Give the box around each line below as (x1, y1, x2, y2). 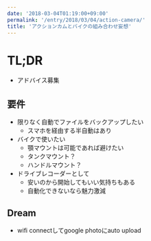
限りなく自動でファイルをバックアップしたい (16, 118, 144, 126)
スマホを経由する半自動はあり (27, 127, 112, 135)
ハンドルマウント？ (27, 161, 82, 169)
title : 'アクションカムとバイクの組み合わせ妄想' (7, 23, 132, 30)
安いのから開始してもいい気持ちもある (27, 178, 136, 187)
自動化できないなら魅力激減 (27, 187, 106, 195)
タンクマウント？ (27, 152, 76, 160)
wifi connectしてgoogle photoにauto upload (16, 226, 142, 234)
